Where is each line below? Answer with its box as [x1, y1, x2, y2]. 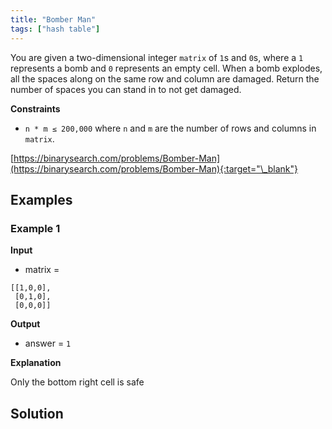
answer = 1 [24, 337, 72, 350]
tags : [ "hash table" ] [10, 24, 101, 34]
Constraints [10, 102, 61, 115]
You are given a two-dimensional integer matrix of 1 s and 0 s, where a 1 [10, 51, 304, 63]
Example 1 [10, 221, 61, 235]
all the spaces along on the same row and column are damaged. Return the [10, 72, 320, 85]
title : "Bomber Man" [10, 14, 97, 25]
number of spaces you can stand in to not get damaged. [10, 83, 242, 95]
